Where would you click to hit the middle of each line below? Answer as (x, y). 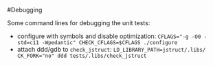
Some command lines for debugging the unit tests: (79, 23)
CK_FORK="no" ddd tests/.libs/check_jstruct (82, 56)
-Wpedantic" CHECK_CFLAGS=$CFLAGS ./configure (110, 43)
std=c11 (28, 43)
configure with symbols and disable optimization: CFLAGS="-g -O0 (109, 36)
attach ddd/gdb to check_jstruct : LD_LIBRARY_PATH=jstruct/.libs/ (111, 49)
